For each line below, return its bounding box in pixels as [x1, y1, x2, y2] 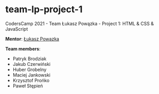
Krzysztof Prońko [12, 77, 50, 83]
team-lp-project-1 [5, 4, 83, 15]
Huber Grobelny [12, 66, 47, 73]
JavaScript [5, 26, 28, 32]
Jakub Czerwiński [12, 61, 51, 67]
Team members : [5, 45, 41, 52]
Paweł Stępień [12, 83, 43, 89]
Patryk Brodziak [12, 55, 47, 62]
